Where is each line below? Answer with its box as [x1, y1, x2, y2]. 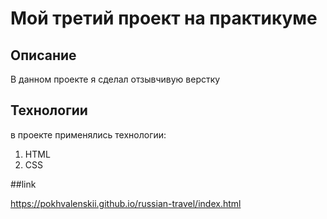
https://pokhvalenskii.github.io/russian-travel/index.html [10, 197, 242, 209]
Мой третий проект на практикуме [10, 7, 318, 30]
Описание [10, 47, 77, 64]
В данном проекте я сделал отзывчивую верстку [10, 73, 221, 85]
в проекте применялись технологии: [10, 128, 167, 141]
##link [10, 178, 37, 190]
